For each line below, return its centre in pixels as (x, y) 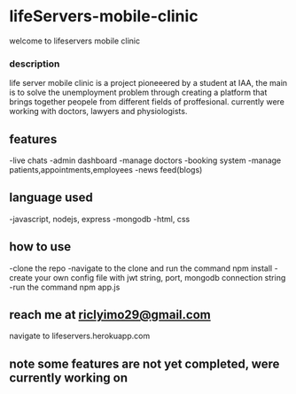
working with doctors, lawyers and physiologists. (98, 112)
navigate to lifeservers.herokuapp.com (80, 336)
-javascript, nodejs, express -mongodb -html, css (100, 219)
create (21, 277)
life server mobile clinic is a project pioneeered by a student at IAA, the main (148, 83)
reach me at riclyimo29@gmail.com (110, 315)
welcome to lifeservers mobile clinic (74, 41)
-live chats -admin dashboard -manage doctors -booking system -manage (145, 160)
